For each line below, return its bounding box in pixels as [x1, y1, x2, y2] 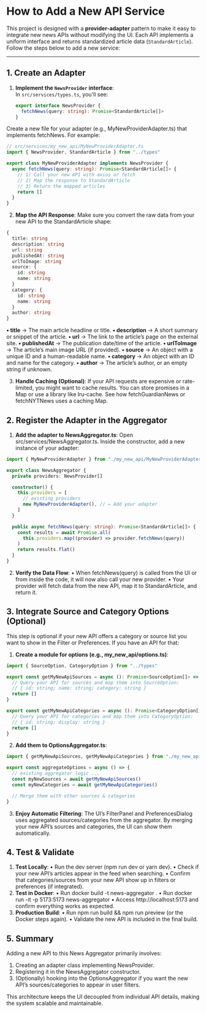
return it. [15, 589, 37, 596]
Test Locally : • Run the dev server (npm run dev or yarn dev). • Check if [15, 863, 199, 870]
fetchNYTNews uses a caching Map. [15, 397, 109, 405]
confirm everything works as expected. [15, 902, 115, 910]
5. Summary [6, 933, 54, 944]
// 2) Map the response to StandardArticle [17, 177, 131, 184]
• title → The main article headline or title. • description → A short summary [6, 327, 198, 334]
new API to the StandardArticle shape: [15, 218, 112, 225]
